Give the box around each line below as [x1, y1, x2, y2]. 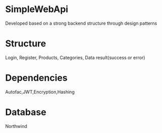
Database [5, 107, 46, 118]
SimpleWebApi [5, 4, 69, 15]
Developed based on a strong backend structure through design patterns [5, 20, 157, 26]
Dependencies [5, 72, 68, 84]
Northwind [5, 123, 27, 129]
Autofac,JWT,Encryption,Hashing [5, 89, 75, 95]
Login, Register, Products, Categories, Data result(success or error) [5, 54, 145, 60]
